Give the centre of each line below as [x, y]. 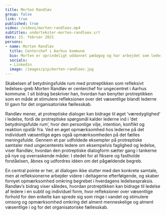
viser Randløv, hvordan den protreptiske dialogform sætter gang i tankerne [81, 150]
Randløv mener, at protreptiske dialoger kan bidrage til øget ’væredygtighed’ [83, 114]
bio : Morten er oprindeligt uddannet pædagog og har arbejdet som [79, 55]
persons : [14, 42]
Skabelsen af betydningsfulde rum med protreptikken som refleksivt [75, 83]
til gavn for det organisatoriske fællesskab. [49, 104]
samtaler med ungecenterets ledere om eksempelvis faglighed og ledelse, [81, 145]
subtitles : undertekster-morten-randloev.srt [53, 33]
